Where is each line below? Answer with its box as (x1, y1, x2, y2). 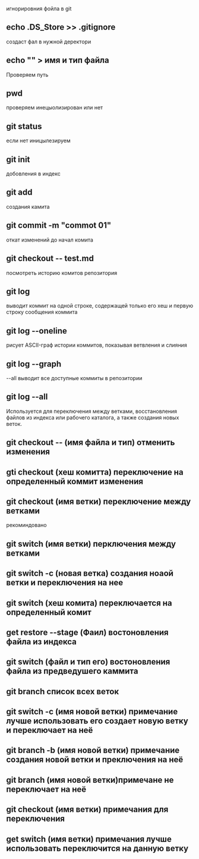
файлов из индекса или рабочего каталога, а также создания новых (6, 413, 179, 421)
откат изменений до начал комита (6, 236, 94, 243)
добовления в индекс (6, 170, 61, 177)
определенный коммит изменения (6, 476, 144, 487)
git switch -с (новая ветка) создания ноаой (6, 568, 174, 579)
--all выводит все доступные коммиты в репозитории (6, 374, 143, 381)
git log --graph (6, 359, 62, 369)
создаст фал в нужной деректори (6, 38, 91, 45)
